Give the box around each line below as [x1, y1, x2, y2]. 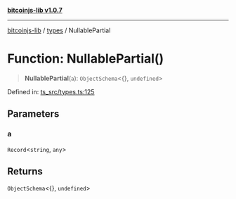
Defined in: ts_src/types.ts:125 [7, 87, 95, 96]
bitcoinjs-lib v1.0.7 [7, 6, 63, 14]
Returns [7, 165, 44, 178]
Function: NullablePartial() [7, 51, 164, 67]
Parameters [7, 108, 60, 120]
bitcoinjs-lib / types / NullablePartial [7, 26, 111, 34]
